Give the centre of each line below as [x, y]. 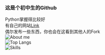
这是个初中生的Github [31, 7]
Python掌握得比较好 [25, 19]
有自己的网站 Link [22, 26]
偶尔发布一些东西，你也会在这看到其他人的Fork [53, 32]
